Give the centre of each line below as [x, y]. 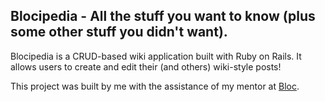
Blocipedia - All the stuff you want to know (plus [163, 16]
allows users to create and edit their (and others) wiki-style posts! [146, 66]
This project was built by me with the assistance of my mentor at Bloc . [155, 86]
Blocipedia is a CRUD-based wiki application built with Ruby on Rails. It [156, 56]
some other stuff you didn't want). [119, 32]
